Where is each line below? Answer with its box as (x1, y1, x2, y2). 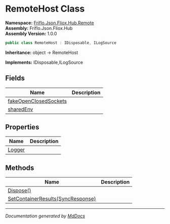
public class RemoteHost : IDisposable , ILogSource (5, 40, 116, 46)
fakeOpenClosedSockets (8, 97, 67, 104)
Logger (8, 146, 25, 153)
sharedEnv (8, 106, 33, 113)
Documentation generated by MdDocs (5, 213, 85, 219)
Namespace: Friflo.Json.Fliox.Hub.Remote (5, 20, 95, 26)
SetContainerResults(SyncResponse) (8, 195, 96, 202)
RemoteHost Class (5, 3, 85, 15)
